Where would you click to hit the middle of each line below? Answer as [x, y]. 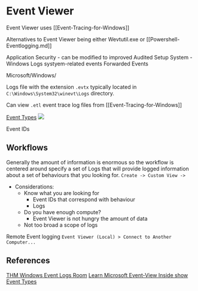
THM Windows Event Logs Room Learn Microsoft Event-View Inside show [97, 275]
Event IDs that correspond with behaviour [84, 199]
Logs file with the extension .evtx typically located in [71, 87]
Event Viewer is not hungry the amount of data [90, 218]
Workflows [27, 148]
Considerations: [34, 187]
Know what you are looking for [62, 193]
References [28, 261]
